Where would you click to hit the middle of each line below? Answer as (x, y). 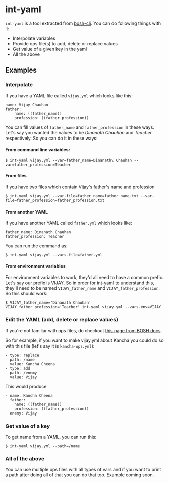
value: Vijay (23, 377)
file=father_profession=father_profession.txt (55, 201)
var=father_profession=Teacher (38, 165)
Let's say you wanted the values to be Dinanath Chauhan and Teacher (79, 132)
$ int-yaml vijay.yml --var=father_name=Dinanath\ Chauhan (69, 160)
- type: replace (22, 355)
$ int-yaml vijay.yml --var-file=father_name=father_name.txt (72, 196)
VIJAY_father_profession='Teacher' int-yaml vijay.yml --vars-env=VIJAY (83, 307)
